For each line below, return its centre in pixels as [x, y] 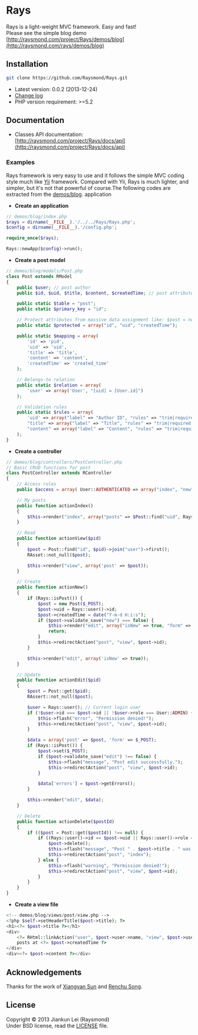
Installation [27, 64]
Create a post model [40, 260]
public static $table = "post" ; [56, 304]
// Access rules [37, 484]
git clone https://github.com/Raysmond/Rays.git [67, 78]
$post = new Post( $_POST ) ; [71, 604]
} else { [48, 860]
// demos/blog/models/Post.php [44, 271]
